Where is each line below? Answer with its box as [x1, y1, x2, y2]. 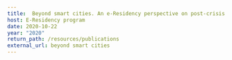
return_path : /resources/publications [7, 36, 119, 43]
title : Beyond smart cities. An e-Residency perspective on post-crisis [7, 10, 226, 17]
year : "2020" [7, 29, 45, 37]
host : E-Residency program [7, 17, 85, 23]
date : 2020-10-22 [7, 23, 58, 30]
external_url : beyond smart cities [7, 42, 110, 49]
